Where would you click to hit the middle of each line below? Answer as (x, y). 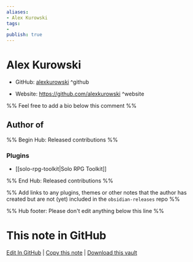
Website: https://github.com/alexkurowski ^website (80, 94)
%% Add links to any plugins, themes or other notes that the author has (96, 193)
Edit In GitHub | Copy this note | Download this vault (72, 253)
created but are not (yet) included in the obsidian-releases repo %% (93, 199)
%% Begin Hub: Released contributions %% (62, 140)
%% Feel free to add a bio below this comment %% (71, 106)
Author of (25, 125)
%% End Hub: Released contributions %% (60, 181)
